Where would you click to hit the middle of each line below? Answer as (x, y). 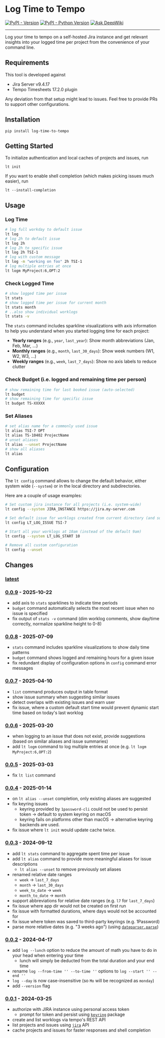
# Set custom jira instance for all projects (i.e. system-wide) (73, 505)
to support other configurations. (37, 104)
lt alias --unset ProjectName (36, 444)
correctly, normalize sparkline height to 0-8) (57, 624)
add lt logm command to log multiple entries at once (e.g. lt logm (79, 746)
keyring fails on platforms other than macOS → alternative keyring (86, 819)
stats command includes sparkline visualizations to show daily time (81, 647)
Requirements (27, 63)
